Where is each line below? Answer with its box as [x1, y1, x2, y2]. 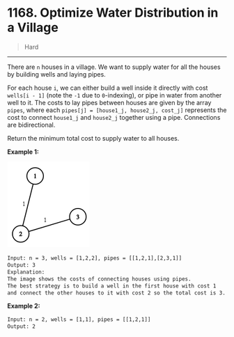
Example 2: [7, 301, 40, 310]
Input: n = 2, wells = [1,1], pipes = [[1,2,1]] [7, 315, 151, 323]
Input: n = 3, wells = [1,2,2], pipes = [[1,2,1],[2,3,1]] [7, 254, 182, 262]
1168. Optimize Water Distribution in [7, 5, 219, 21]
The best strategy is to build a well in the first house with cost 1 [7, 282, 217, 290]
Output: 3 [7, 261, 36, 269]
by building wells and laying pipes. [7, 70, 106, 78]
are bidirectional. [7, 120, 56, 129]
